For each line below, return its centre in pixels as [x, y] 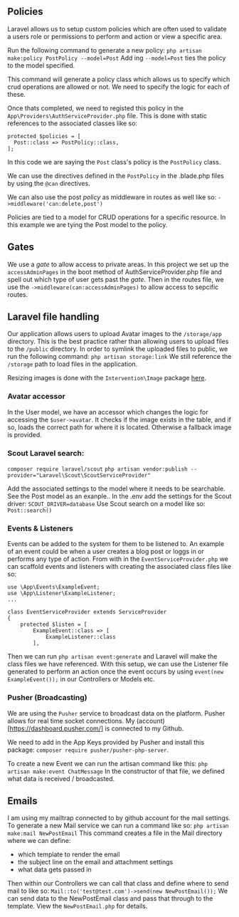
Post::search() [30, 511]
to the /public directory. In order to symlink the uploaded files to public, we [118, 349]
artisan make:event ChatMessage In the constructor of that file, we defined [116, 771]
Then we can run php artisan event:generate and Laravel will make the [112, 656]
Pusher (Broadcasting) [47, 698]
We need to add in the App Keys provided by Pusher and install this [106, 742]
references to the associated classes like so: [72, 123]
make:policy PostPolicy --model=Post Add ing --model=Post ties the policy [117, 58]
